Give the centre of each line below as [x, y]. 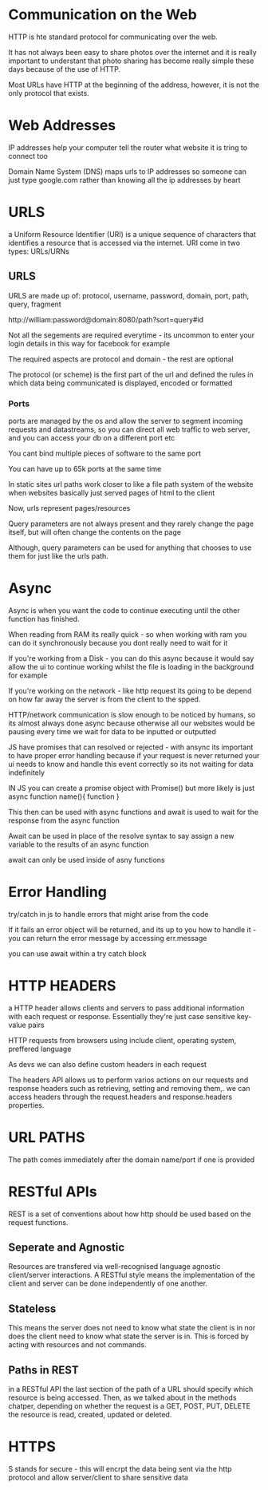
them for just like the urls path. [59, 555]
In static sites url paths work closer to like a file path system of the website [131, 484]
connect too [28, 156]
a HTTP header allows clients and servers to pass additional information [126, 1008]
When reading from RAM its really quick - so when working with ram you [128, 634]
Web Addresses [62, 126]
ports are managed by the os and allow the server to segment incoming [126, 421]
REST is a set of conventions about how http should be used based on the [130, 1214]
